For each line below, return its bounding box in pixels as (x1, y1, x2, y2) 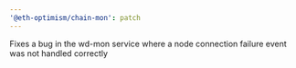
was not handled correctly (9, 47, 108, 59)
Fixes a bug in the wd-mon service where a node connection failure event (9, 38, 288, 49)
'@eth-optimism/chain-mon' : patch (9, 13, 142, 23)
